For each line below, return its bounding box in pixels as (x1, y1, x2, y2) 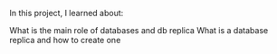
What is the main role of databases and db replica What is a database (9, 25, 269, 35)
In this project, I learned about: (9, 8, 124, 18)
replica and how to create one (9, 35, 121, 45)
